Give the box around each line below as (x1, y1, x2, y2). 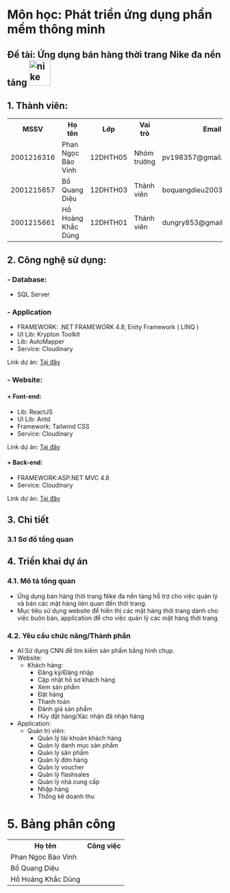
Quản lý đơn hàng (37, 756, 88, 764)
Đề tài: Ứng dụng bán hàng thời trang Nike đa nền (7, 49, 221, 60)
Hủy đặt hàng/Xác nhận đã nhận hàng (37, 712, 145, 720)
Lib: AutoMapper (16, 337, 65, 346)
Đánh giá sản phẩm (37, 705, 92, 713)
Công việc (86, 841, 121, 850)
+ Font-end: (7, 392, 42, 401)
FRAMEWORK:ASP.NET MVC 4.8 (16, 473, 110, 481)
